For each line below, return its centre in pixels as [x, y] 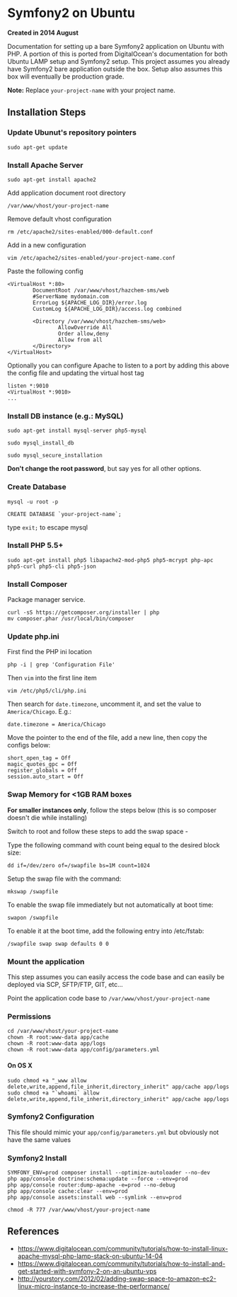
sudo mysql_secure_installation [55, 456]
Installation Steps [47, 112]
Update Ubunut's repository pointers [72, 132]
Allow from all [80, 340]
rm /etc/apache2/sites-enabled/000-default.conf [80, 232]
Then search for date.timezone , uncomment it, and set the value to [104, 704]
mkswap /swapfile [33, 891]
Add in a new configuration [47, 245]
